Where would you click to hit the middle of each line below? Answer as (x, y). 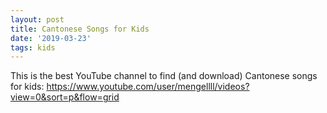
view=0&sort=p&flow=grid (65, 97)
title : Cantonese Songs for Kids (80, 29)
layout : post (37, 19)
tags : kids (33, 47)
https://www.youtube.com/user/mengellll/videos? (148, 87)
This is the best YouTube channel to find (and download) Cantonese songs (164, 76)
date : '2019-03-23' (51, 38)
